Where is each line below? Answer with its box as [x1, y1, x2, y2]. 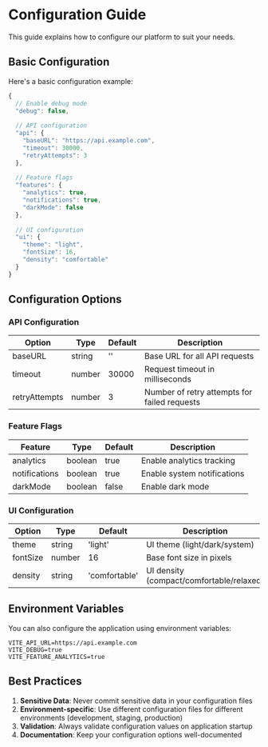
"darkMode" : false [22, 203, 84, 211]
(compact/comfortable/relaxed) [146, 574, 265, 585]
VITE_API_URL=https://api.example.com [8, 638, 137, 647]
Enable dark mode [140, 481, 210, 492]
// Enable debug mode [15, 99, 88, 107]
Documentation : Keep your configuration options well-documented [19, 729, 242, 739]
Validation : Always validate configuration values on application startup [19, 721, 253, 731]
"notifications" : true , [22, 196, 102, 204]
